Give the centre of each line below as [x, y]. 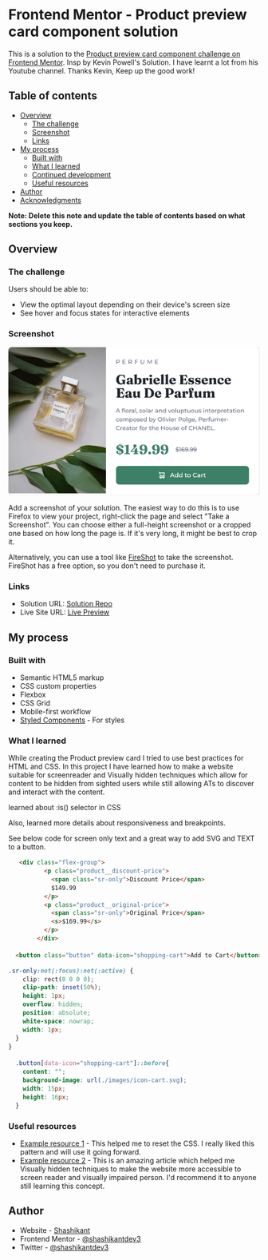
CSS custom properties [58, 686]
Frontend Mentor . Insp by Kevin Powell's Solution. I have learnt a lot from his [133, 62]
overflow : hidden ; [53, 1004]
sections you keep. [41, 224]
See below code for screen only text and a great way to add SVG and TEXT [132, 839]
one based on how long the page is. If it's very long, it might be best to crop [133, 533]
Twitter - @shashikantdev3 [64, 1247]
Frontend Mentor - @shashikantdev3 [80, 1238]
